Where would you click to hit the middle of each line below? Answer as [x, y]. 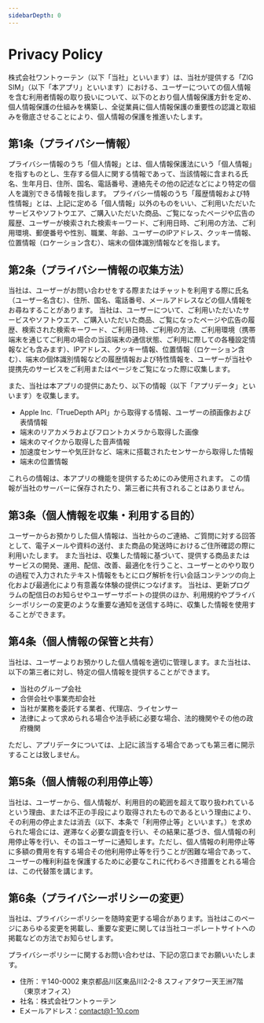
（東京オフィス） [47, 992]
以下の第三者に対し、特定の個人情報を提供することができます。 [111, 672]
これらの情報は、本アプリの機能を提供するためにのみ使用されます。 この [126, 478]
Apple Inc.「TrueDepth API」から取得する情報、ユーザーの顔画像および [135, 412]
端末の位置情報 [44, 462]
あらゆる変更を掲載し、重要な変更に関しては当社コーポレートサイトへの [139, 929]
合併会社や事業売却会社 [57, 698]
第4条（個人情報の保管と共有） [84, 642]
